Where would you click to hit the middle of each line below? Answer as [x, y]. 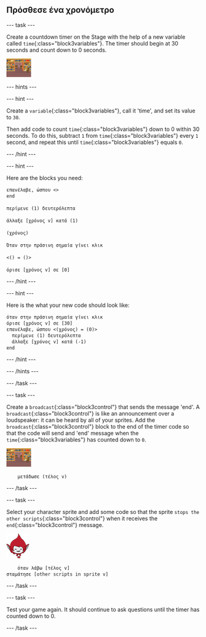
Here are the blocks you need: [45, 178]
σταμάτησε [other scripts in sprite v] [57, 574]
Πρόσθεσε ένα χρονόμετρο [61, 10]
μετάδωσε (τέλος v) [42, 477]
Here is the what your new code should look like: [68, 305]
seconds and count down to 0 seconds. [57, 50]
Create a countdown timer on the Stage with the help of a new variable [96, 37]
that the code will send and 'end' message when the [73, 433]
